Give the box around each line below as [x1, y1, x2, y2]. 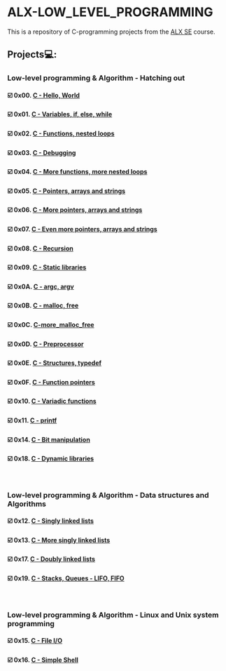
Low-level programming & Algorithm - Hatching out [7, 73, 185, 83]
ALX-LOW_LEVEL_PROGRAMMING [7, 4, 213, 20]
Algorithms [7, 499, 47, 509]
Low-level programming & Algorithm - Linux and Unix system [7, 610, 219, 620]
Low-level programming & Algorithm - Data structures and [7, 490, 209, 500]
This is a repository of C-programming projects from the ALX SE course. [7, 27, 216, 36]
